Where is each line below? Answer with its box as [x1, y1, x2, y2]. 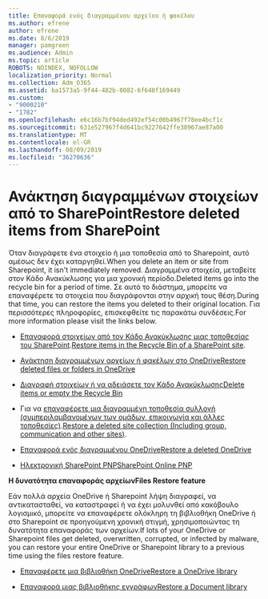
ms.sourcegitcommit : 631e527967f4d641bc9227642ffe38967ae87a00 [8, 123, 224, 131]
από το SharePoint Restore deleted [8, 205, 240, 223]
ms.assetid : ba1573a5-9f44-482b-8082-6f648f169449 [8, 86, 181, 94]
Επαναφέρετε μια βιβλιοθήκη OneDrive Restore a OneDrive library [19, 566, 238, 577]
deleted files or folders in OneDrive [19, 364, 136, 374]
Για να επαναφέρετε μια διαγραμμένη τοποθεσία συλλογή [19, 404, 216, 413]
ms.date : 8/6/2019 [8, 34, 70, 42]
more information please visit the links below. [8, 316, 158, 326]
